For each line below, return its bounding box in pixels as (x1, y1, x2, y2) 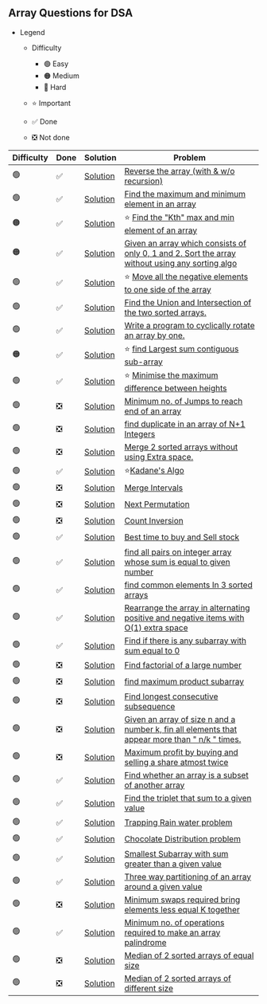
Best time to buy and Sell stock (124, 531, 240, 543)
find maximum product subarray (124, 677, 245, 688)
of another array (124, 779, 185, 790)
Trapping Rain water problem (124, 817, 233, 828)
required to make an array (124, 927, 221, 938)
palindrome (124, 936, 167, 947)
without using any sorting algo (124, 257, 237, 269)
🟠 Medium (43, 71, 79, 80)
